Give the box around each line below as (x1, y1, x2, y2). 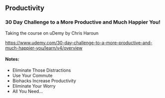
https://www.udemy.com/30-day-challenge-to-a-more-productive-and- (5, 40, 153, 46)
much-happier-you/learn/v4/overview (5, 45, 83, 51)
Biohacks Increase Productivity (12, 78, 76, 84)
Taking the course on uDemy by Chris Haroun (5, 30, 99, 36)
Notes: (5, 56, 20, 62)
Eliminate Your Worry (12, 83, 56, 89)
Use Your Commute (12, 72, 53, 78)
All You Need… (12, 88, 43, 94)
